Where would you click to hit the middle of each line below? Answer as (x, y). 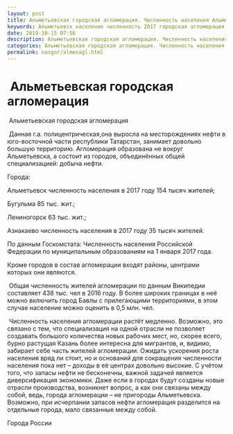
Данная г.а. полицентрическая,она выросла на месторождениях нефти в (117, 134)
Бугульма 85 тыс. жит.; (41, 203)
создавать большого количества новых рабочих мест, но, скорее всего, (114, 336)
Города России (29, 423)
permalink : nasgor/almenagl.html (55, 53)
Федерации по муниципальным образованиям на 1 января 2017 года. (110, 251)
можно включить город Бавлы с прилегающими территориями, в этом (113, 300)
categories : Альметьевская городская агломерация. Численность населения (116, 46)
